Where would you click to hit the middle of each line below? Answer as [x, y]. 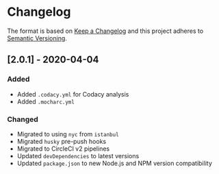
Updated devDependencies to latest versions [78, 156]
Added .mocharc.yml [46, 101]
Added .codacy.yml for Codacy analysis [73, 94]
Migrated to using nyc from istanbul [68, 134]
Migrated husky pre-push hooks [62, 141]
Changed [23, 119]
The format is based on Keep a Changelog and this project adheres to [105, 31]
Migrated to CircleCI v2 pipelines [63, 149]
